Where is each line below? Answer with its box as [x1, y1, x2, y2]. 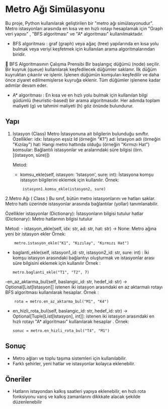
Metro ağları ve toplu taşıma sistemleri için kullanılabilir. [12, 355, 127, 361]
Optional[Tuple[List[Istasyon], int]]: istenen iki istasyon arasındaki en [12, 313, 155, 319]
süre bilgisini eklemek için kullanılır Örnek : [12, 260, 101, 266]
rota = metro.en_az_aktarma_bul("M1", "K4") [14, 299, 109, 304]
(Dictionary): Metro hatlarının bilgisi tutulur [5, 216, 93, 222]
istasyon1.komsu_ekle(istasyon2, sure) [22, 186, 106, 191]
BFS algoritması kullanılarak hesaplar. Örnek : [5, 289, 99, 295]
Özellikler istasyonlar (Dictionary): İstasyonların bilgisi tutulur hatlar [5, 210, 144, 217]
